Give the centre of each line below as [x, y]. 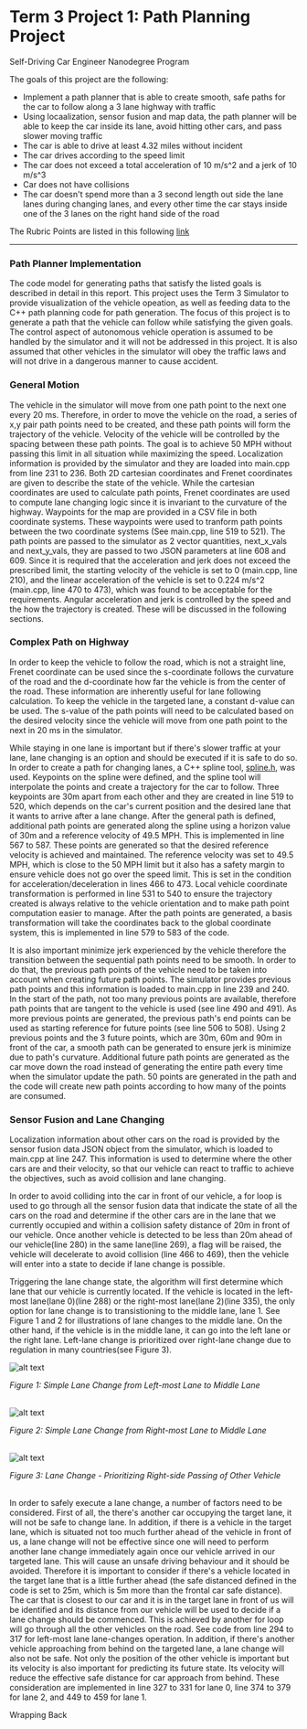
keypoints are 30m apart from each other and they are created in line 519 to [152, 796]
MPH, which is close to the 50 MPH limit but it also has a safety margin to [147, 864]
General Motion [45, 385]
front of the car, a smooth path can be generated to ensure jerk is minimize [151, 1047]
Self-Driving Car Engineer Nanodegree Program [100, 61]
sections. [26, 618]
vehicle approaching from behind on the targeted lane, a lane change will [147, 1649]
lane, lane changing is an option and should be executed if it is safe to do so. [153, 757]
